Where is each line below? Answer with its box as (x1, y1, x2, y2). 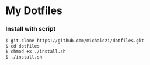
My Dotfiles (5, 4, 62, 17)
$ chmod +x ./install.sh (5, 49, 66, 55)
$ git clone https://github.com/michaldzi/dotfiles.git (5, 38, 144, 44)
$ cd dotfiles (5, 44, 40, 49)
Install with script (5, 25, 56, 33)
